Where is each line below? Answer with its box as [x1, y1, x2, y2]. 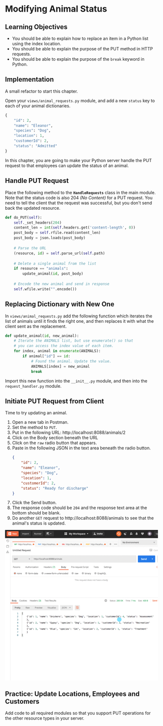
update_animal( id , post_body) [22, 271, 83, 276]
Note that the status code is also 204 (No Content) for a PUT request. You [5, 195, 153, 200]
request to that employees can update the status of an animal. [5, 163, 129, 168]
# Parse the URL [14, 246, 47, 250]
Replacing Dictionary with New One [5, 300, 114, 309]
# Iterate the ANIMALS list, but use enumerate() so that [14, 338, 133, 343]
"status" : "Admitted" [14, 144, 57, 148]
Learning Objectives [5, 23, 68, 31]
